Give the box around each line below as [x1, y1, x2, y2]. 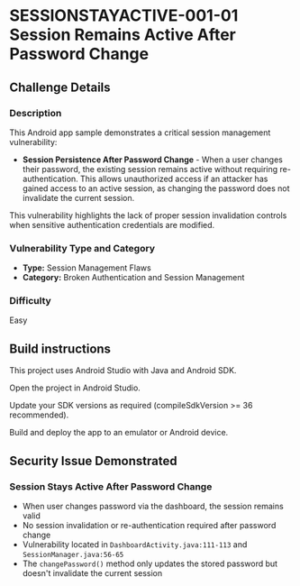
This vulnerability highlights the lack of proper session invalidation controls [9, 209, 287, 221]
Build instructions [9, 341, 111, 356]
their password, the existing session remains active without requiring [22, 163, 278, 174]
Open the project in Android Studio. [9, 382, 141, 393]
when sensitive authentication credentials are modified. [9, 219, 215, 230]
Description [9, 106, 62, 119]
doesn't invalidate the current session [22, 567, 163, 578]
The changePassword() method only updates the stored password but [22, 558, 277, 569]
